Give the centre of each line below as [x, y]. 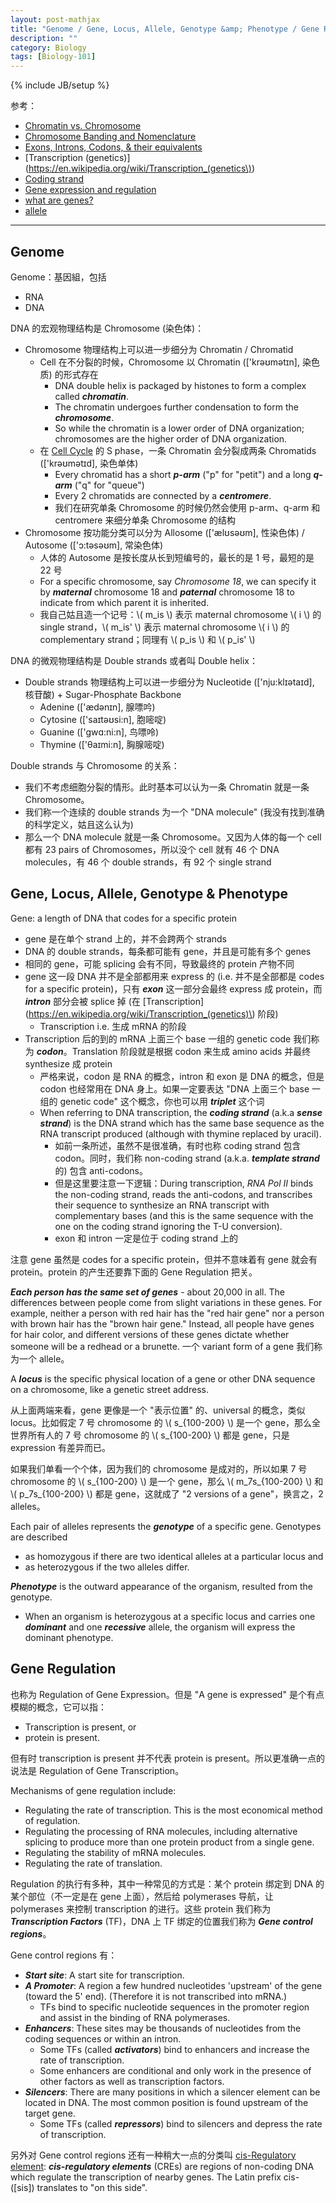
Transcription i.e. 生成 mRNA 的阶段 [113, 1026]
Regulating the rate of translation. [93, 1863]
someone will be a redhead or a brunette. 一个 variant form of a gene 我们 [162, 1346]
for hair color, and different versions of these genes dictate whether [150, 1334]
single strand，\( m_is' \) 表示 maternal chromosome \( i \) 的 [164, 627]
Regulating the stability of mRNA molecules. [115, 1852]
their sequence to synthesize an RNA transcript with [162, 1205]
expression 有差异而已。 [61, 1447]
